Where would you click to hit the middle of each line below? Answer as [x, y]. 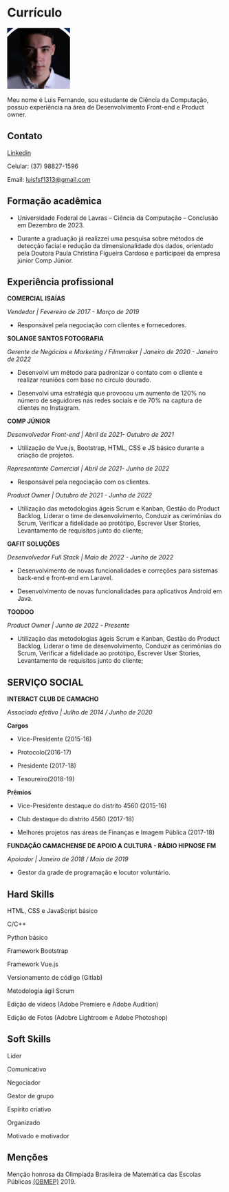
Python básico [28, 937]
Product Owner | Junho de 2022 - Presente [68, 626]
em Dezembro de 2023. [51, 225]
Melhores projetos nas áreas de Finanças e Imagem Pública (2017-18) [116, 832]
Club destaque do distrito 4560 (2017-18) [75, 819]
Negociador [24, 1082]
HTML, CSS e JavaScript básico [53, 911]
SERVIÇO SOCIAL [45, 682]
